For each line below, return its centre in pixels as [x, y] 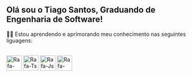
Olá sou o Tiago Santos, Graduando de [81, 10]
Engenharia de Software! [55, 20]
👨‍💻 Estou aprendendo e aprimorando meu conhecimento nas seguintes [96, 34]
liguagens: [19, 40]
